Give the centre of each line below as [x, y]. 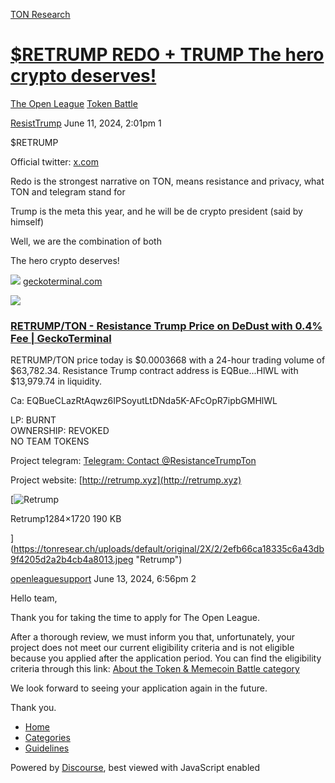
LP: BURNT [33, 420]
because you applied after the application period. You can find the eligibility [166, 658]
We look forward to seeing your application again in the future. [139, 688]
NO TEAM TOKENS [50, 441]
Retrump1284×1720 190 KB [66, 519]
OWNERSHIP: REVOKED [60, 431]
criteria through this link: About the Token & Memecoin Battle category [155, 669]
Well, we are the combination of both [86, 241]
